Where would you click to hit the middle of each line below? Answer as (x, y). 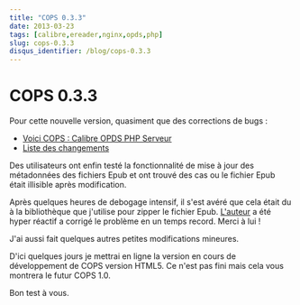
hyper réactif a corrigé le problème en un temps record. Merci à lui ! (135, 221)
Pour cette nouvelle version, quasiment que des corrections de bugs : (139, 121)
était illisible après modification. (68, 185)
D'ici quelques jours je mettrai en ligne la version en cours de (123, 256)
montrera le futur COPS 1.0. (60, 275)
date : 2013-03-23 (42, 26)
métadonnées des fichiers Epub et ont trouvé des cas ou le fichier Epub (142, 175)
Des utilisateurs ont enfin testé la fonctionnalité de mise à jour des (132, 166)
